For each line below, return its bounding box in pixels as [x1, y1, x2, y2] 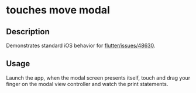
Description [6, 27, 50, 37]
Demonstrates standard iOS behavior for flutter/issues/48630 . [6, 42, 156, 49]
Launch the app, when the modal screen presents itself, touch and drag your [6, 74, 191, 81]
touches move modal [6, 3, 110, 17]
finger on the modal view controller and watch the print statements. [6, 80, 169, 87]
